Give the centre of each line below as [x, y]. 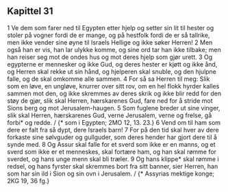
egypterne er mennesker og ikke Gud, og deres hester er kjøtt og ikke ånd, [112, 64]
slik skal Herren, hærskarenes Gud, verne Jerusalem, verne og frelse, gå [110, 115]
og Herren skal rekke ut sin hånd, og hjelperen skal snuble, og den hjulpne [112, 71]
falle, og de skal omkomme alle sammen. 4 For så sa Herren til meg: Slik [109, 79]
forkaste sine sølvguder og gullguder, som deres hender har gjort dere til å [112, 137]
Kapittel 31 [30, 11]
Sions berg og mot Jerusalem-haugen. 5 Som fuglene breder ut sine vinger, [114, 108]
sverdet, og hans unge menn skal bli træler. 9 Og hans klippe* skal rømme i [113, 159]
